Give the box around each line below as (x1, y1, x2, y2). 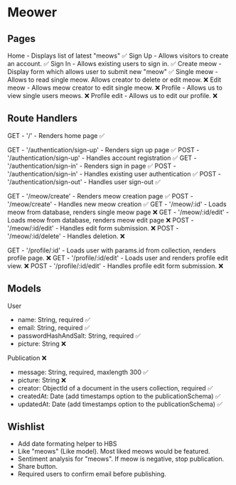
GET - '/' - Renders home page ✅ (7, 131, 105, 139)
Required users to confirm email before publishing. (17, 470, 167, 479)
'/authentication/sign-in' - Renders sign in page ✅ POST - (7, 161, 176, 170)
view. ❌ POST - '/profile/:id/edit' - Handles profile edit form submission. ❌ (7, 261, 224, 270)
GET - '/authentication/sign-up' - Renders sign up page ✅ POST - (7, 145, 200, 154)
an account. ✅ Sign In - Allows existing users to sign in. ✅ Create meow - (7, 60, 222, 68)
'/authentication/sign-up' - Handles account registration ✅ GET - (7, 154, 197, 162)
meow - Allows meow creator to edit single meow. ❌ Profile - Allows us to (7, 83, 222, 92)
